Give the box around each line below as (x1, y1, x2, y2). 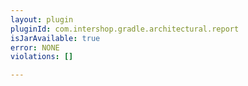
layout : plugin (10, 14, 74, 25)
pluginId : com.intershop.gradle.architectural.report (10, 24, 240, 34)
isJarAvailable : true (10, 33, 101, 43)
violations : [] (10, 52, 74, 62)
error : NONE (10, 42, 60, 53)
